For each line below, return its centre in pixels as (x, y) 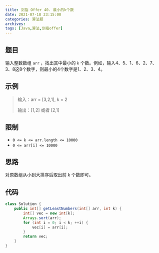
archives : (15, 24)
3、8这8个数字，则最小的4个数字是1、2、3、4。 (55, 69)
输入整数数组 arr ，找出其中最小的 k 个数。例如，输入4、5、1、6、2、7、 (81, 62)
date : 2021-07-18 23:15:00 (33, 14)
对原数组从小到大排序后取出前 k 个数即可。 (49, 175)
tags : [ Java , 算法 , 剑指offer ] (34, 28)
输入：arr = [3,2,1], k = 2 (42, 99)
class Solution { (23, 204)
